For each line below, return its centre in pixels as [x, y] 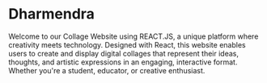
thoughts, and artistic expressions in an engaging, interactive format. [123, 62]
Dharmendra [52, 14]
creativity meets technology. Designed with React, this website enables [127, 44]
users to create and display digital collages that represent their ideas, [123, 53]
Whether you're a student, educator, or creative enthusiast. [107, 70]
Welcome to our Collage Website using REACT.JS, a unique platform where [133, 36]
